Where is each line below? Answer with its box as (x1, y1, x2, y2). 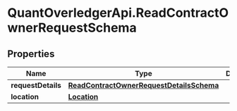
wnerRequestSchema (7, 20, 137, 36)
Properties (7, 48, 55, 60)
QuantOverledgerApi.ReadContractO (7, 5, 229, 21)
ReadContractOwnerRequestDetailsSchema (68, 81, 219, 90)
